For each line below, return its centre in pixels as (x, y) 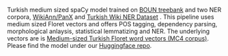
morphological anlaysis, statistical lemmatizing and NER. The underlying (109, 31)
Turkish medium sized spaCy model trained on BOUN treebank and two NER (114, 10)
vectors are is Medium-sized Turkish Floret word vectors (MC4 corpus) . (108, 38)
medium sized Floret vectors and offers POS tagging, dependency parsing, (112, 24)
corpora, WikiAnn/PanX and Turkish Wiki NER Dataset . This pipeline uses (111, 17)
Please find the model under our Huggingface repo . (80, 46)
